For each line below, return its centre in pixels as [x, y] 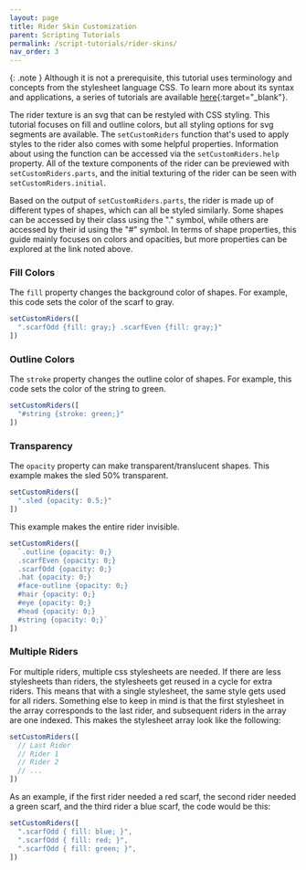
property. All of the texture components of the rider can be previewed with [149, 163]
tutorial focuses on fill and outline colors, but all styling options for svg [142, 125]
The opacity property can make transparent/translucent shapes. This [139, 466]
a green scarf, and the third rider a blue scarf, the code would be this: [140, 807]
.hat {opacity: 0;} [55, 577]
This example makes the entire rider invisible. [95, 527]
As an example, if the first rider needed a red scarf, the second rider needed [153, 797]
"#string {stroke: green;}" [71, 414]
